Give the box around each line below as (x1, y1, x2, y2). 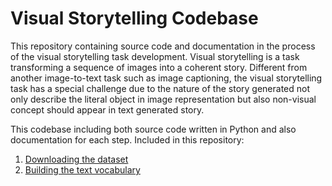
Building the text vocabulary (24, 163, 141, 176)
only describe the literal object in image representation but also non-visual (10, 93, 317, 105)
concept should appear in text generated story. (10, 103, 205, 116)
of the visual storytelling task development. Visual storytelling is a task (10, 50, 300, 62)
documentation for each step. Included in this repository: (10, 133, 245, 146)
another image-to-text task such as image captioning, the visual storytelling (10, 72, 323, 84)
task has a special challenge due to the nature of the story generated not (10, 82, 311, 94)
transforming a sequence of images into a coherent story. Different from (10, 61, 308, 73)
